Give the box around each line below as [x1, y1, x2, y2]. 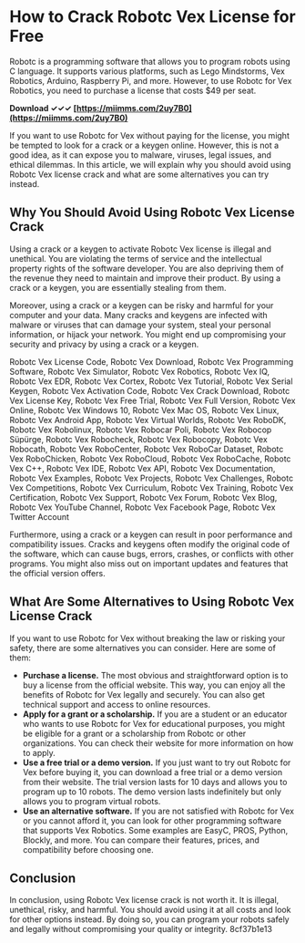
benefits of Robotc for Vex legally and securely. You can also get [22, 689, 266, 699]
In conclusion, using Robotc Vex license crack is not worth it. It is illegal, [9, 895, 280, 906]
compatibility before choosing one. [22, 844, 154, 855]
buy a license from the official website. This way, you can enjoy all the [22, 679, 286, 690]
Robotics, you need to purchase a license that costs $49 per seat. [9, 85, 257, 96]
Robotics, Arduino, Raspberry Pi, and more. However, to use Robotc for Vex [9, 75, 292, 86]
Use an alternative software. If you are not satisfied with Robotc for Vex [22, 805, 294, 816]
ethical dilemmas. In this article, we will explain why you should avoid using [9, 159, 291, 170]
